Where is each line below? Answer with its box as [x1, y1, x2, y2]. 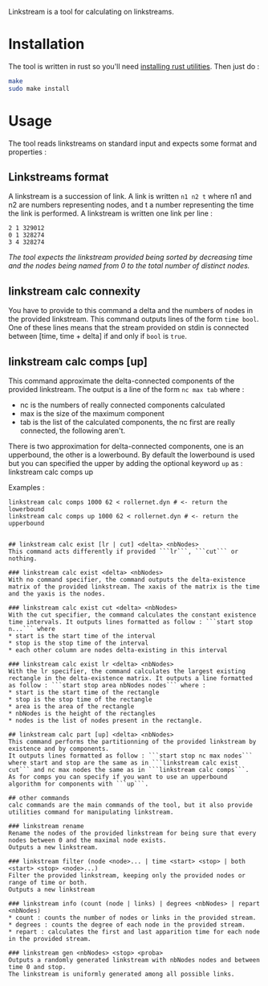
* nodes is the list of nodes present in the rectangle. [8, 716, 203, 725]
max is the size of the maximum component [19, 409, 164, 419]
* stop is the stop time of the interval [8, 639, 149, 647]
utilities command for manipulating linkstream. [8, 808, 174, 816]
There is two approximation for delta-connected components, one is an [8, 442, 245, 452]
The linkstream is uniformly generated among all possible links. [8, 970, 235, 979]
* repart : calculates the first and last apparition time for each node [8, 928, 261, 936]
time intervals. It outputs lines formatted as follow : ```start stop [8, 618, 253, 626]
